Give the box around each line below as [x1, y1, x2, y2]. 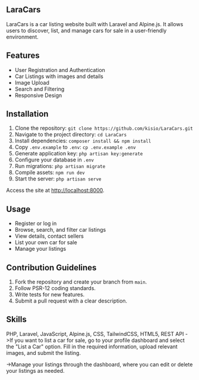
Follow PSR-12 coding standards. [14, 285, 96, 292]
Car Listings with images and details [14, 73, 104, 80]
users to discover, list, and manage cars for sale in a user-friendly [6, 27, 167, 34]
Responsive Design [14, 92, 62, 99]
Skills [6, 314, 27, 325]
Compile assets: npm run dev [14, 169, 85, 176]
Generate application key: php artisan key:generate [14, 150, 143, 157]
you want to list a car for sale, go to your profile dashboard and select [14, 337, 185, 344]
